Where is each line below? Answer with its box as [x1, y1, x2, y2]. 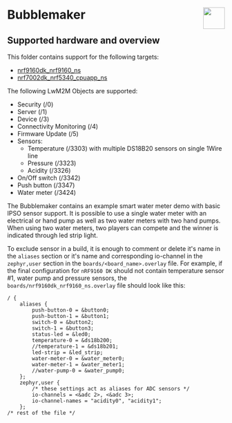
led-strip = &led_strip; [32, 349, 104, 356]
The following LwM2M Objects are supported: [7, 87, 138, 95]
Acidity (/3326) [27, 167, 71, 174]
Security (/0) [17, 100, 54, 109]
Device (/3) [17, 115, 50, 123]
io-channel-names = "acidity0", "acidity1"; [32, 397, 162, 404]
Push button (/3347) [17, 181, 75, 189]
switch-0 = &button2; [32, 319, 95, 326]
